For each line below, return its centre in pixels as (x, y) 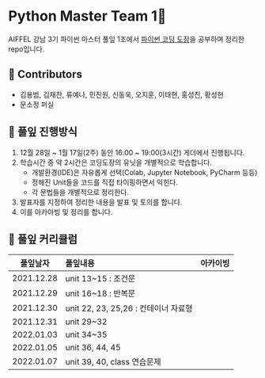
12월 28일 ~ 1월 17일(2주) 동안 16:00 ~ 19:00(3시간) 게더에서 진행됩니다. (132, 152)
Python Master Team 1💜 (87, 16)
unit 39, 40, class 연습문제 (113, 362)
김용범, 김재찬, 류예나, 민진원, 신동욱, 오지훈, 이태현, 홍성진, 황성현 (121, 94)
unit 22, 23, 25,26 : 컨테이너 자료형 (129, 308)
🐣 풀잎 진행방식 (43, 132)
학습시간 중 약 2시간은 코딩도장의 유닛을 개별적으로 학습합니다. (115, 162)
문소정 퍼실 (37, 104)
